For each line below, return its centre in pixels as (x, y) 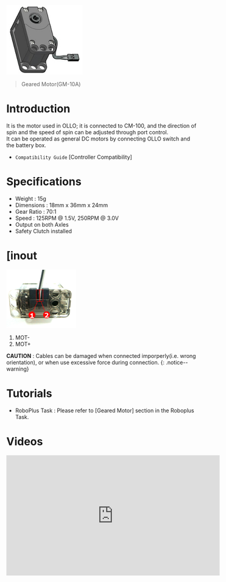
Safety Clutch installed (43, 231)
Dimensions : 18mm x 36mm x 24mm (62, 205)
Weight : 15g (31, 198)
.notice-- (177, 362)
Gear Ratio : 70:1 (36, 211)
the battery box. (26, 145)
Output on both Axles (42, 224)
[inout (22, 256)
